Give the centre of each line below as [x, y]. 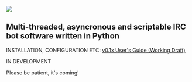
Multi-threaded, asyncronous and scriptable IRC [96, 27]
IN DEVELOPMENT [29, 61]
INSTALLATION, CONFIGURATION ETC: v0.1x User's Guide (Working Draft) [96, 50]
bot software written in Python [63, 36]
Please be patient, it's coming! [42, 73]
